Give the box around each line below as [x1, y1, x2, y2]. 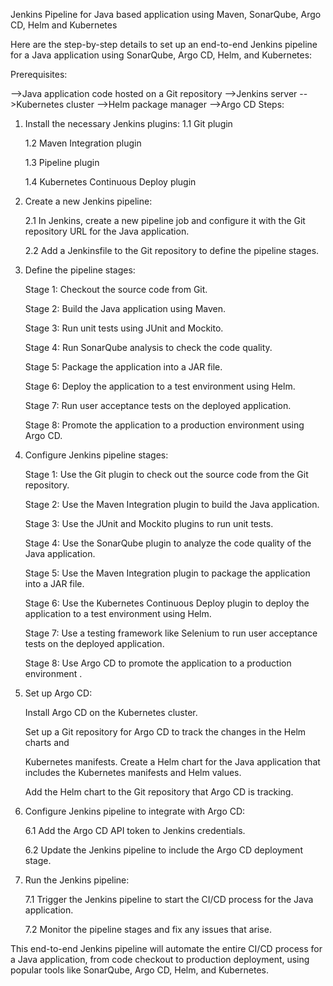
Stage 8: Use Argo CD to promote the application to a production [24, 657, 292, 669]
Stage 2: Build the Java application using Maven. [24, 303, 226, 314]
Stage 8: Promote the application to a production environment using [24, 419, 305, 431]
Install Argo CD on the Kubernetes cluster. [24, 707, 198, 718]
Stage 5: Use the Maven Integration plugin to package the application [24, 567, 311, 579]
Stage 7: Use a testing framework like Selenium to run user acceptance [24, 627, 318, 639]
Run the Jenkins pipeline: [24, 874, 130, 886]
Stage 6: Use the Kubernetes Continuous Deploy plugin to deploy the [24, 597, 310, 609]
